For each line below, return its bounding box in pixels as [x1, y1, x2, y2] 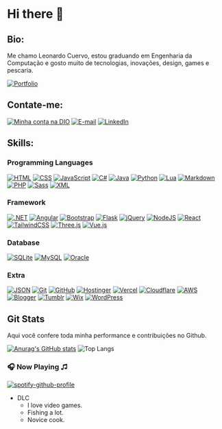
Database [7, 238, 40, 247]
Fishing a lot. [27, 408, 64, 417]
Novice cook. [27, 415, 65, 424]
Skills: [7, 137, 34, 149]
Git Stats [7, 313, 45, 325]
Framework [7, 198, 46, 208]
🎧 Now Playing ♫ [7, 363, 68, 372]
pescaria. [7, 66, 34, 74]
